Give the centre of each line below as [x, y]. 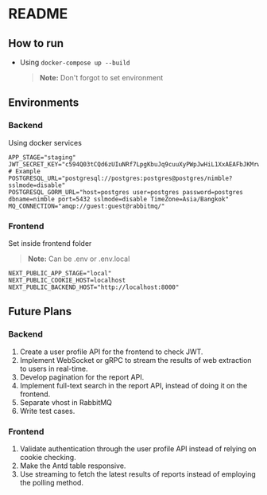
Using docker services [45, 142]
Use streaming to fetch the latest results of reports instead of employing [137, 474]
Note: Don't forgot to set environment [101, 78]
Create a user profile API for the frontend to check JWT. [111, 352]
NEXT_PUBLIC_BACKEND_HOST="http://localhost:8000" [94, 287]
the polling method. [51, 482]
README [38, 14]
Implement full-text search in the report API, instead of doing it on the [133, 385]
